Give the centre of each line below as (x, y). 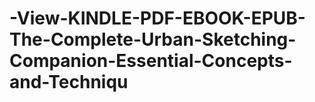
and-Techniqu (69, 82)
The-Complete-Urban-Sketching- (153, 39)
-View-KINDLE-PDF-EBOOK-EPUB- (157, 18)
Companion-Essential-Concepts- (151, 61)
